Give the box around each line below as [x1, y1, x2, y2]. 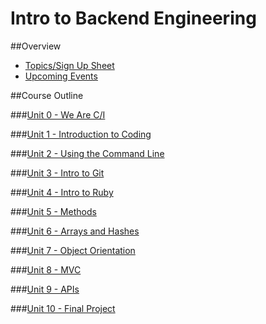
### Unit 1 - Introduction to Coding [10, 128, 152, 140]
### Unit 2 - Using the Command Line [10, 147, 165, 159]
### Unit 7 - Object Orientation [10, 244, 136, 256]
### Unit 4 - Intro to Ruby [10, 186, 114, 198]
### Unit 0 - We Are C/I [10, 108, 106, 121]
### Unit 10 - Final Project [10, 302, 116, 314]
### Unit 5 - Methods [10, 205, 97, 217]
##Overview [10, 40, 62, 52]
